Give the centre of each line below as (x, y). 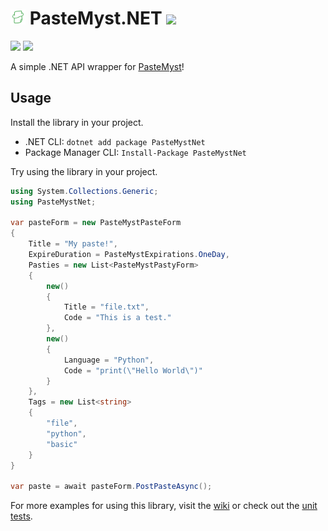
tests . (21, 516)
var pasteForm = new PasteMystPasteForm (96, 223)
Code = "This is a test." (117, 318)
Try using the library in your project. (84, 171)
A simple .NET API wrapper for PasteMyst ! (97, 66)
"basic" (62, 444)
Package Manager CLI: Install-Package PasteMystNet (135, 152)
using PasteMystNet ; (53, 202)
